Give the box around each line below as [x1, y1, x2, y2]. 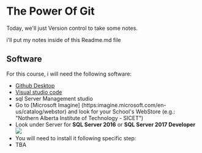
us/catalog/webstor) [15, 108, 67, 115]
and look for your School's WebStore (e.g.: [67, 108, 176, 115]
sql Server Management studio [15, 94, 93, 102]
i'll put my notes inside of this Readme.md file [6, 36, 121, 43]
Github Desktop [15, 82, 55, 89]
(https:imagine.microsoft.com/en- [81, 101, 166, 109]
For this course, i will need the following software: [6, 70, 132, 77]
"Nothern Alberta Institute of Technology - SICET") [15, 114, 144, 121]
